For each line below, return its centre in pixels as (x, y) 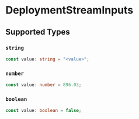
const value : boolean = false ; (44, 111)
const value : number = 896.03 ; (44, 85)
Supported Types (38, 32)
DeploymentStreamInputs (69, 10)
